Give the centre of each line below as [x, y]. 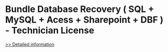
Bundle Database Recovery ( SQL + [80, 9]
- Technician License [50, 30]
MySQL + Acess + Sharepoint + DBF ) [84, 20]
